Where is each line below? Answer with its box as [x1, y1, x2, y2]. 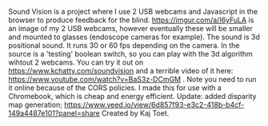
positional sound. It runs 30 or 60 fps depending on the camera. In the [8, 41, 240, 50]
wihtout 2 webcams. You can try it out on [8, 57, 144, 67]
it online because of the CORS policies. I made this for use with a [8, 83, 222, 93]
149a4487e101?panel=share [8, 108, 100, 118]
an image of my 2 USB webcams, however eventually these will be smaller [8, 24, 254, 33]
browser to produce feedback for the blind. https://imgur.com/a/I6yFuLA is [8, 15, 254, 25]
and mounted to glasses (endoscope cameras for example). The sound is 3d [8, 32, 260, 41]
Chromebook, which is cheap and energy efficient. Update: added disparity [8, 92, 257, 100]
